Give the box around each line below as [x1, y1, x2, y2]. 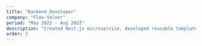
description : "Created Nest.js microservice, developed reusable [6, 25, 173, 32]
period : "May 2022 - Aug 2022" [6, 20, 85, 26]
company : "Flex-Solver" [6, 14, 66, 20]
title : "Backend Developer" [6, 8, 77, 15]
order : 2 [6, 31, 28, 37]
